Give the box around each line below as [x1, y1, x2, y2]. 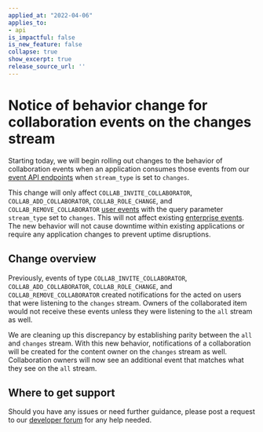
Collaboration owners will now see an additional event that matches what [8, 355, 245, 364]
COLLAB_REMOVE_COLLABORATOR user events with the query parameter [8, 204, 224, 214]
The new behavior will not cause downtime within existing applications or [8, 221, 245, 230]
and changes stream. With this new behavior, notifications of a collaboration [8, 339, 251, 348]
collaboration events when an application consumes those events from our [8, 164, 250, 174]
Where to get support [8, 386, 115, 399]
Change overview [8, 252, 97, 265]
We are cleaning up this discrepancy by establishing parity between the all [8, 330, 253, 339]
